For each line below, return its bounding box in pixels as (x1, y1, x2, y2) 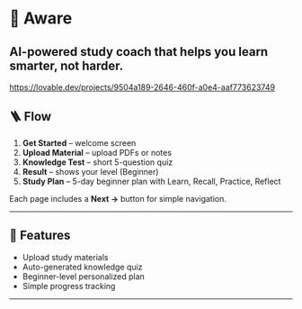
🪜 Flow (9, 109, 52, 124)
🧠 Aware (9, 8, 73, 29)
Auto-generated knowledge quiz (22, 261, 143, 272)
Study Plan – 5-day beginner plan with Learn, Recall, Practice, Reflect (22, 176, 281, 186)
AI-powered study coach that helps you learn (9, 44, 269, 59)
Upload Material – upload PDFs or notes (22, 147, 173, 158)
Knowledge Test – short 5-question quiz (22, 157, 173, 168)
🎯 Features (9, 228, 71, 243)
